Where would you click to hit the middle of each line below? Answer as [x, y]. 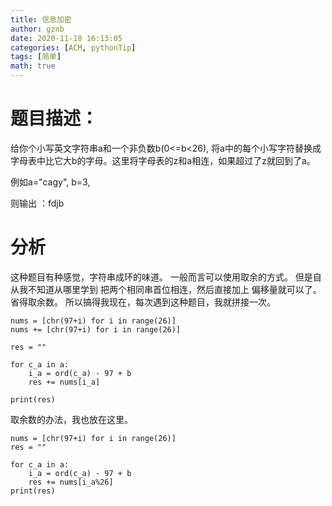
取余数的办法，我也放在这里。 [71, 419]
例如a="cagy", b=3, [50, 182]
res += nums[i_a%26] [71, 482]
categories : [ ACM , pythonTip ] [73, 47]
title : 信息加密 [41, 19]
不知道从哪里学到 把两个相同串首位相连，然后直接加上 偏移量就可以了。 [174, 289]
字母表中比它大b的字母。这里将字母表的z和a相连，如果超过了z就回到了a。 [163, 160]
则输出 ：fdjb [37, 203]
